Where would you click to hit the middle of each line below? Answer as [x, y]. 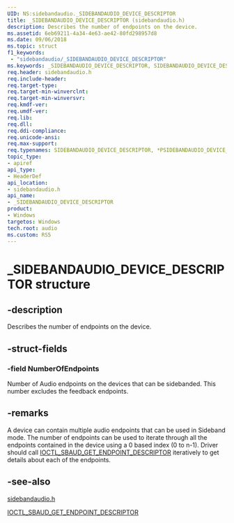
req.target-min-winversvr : [46, 99]
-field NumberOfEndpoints [53, 368]
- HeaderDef [24, 176]
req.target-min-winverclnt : [48, 92]
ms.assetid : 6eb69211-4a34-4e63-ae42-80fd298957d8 [82, 33]
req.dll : [20, 124]
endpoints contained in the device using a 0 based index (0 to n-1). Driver [113, 445]
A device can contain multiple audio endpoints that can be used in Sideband [116, 430]
